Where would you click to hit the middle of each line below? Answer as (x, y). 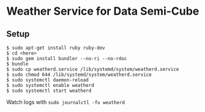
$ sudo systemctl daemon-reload (47, 80)
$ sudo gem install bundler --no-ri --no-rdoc (67, 59)
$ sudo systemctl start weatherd (49, 91)
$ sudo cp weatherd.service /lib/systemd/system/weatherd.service (93, 69)
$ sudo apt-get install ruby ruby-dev (56, 48)
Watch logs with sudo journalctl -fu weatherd (66, 102)
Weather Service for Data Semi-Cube (103, 11)
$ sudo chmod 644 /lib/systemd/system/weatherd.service (79, 75)
